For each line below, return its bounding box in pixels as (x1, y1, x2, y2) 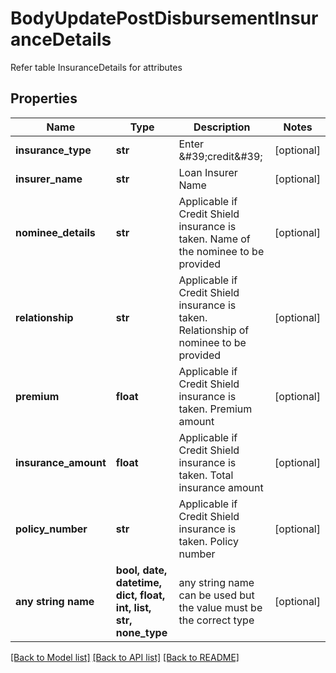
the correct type (178, 613, 255, 627)
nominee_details (15, 225, 96, 239)
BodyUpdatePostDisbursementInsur (10, 7, 319, 30)
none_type (115, 625, 168, 639)
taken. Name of (178, 232, 251, 246)
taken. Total (178, 468, 234, 482)
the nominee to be (178, 244, 265, 258)
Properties (10, 90, 78, 107)
